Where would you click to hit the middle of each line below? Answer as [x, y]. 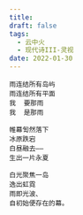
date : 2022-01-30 [41, 58]
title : [21, 17]
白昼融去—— [26, 149]
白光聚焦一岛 [29, 175]
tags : [19, 34]
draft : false [33, 26]
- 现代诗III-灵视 [45, 50]
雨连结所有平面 [32, 94]
